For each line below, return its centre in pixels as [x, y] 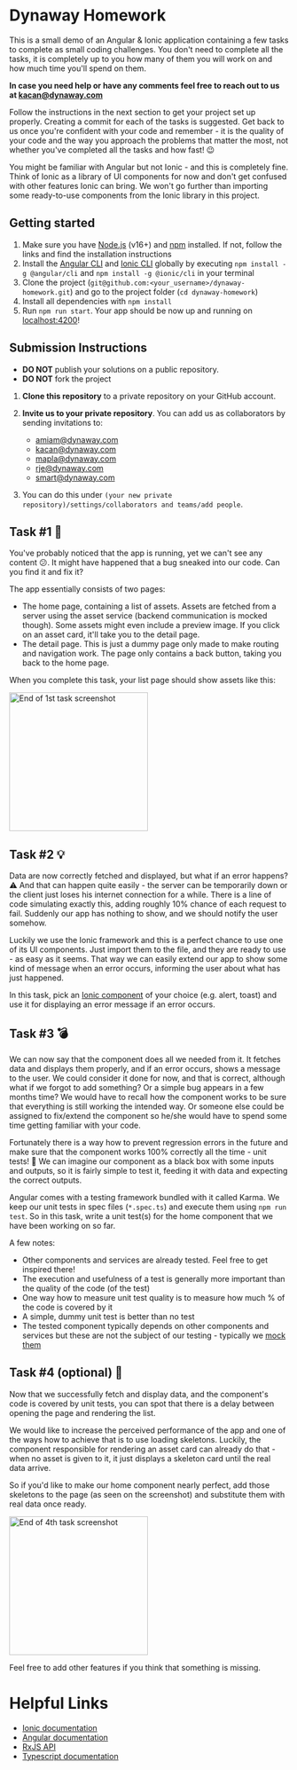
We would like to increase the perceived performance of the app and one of [148, 1430]
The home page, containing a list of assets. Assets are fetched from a [149, 606]
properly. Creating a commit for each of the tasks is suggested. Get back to [147, 122]
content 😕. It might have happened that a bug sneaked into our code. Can [145, 562]
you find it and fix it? [47, 572]
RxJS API [39, 1746]
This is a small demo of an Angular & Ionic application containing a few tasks [149, 40]
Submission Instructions [78, 348]
